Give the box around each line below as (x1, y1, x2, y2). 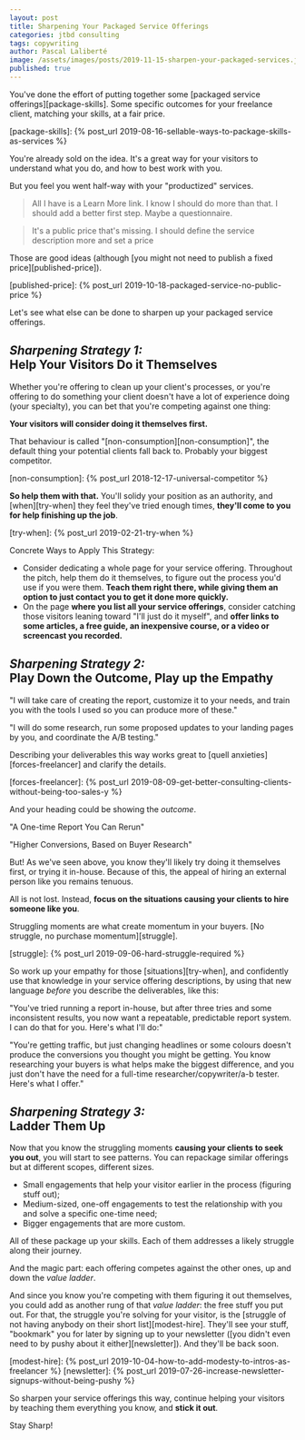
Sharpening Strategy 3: (9, 1104, 145, 1119)
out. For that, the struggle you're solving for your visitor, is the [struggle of (9, 1309, 287, 1320)
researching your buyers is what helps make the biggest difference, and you (9, 1058, 295, 1069)
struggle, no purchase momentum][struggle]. (9, 930, 179, 941)
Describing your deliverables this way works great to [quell (9, 749, 230, 760)
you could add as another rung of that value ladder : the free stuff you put (9, 1300, 284, 1311)
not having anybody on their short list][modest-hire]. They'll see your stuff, (9, 1319, 289, 1330)
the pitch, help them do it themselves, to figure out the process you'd (22, 571, 281, 582)
